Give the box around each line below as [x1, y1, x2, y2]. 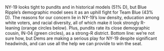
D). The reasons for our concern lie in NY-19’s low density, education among [5, 15, 160, 20]
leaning [5, 25, 21, 31]
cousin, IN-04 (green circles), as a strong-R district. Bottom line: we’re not [5, 30, 155, 36]
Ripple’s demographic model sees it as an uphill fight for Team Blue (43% [5, 9, 154, 15]
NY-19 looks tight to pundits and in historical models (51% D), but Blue [5, 4, 147, 10]
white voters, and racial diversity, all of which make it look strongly [5, 20, 140, 25]
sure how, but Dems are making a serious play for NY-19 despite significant [5, 35, 157, 41]
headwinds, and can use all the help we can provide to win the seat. [5, 41, 142, 46]
